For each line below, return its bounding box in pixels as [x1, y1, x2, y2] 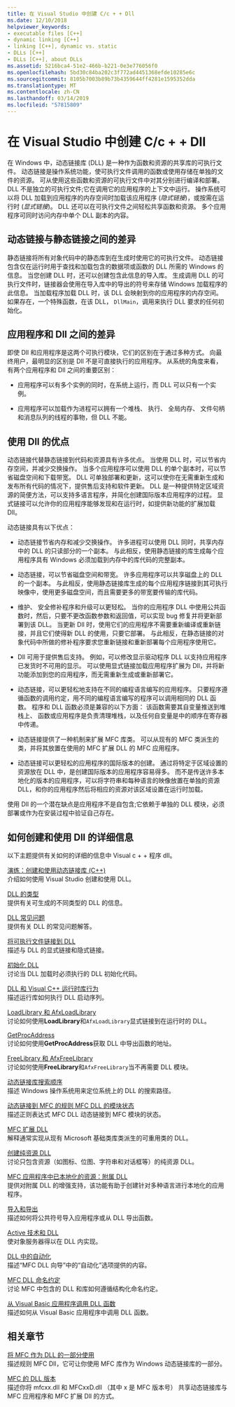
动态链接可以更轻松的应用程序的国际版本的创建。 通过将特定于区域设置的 [17, 759, 228, 768]
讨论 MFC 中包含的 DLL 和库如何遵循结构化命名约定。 [7, 1284, 162, 1293]
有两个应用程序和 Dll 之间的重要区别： [7, 366, 117, 374]
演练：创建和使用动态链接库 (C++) [7, 866, 106, 875]
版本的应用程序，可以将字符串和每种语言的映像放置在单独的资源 [36, 776, 220, 785]
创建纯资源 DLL [7, 1149, 51, 1157]
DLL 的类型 [7, 890, 39, 898]
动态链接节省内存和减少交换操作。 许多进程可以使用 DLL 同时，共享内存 [17, 538, 225, 547]
